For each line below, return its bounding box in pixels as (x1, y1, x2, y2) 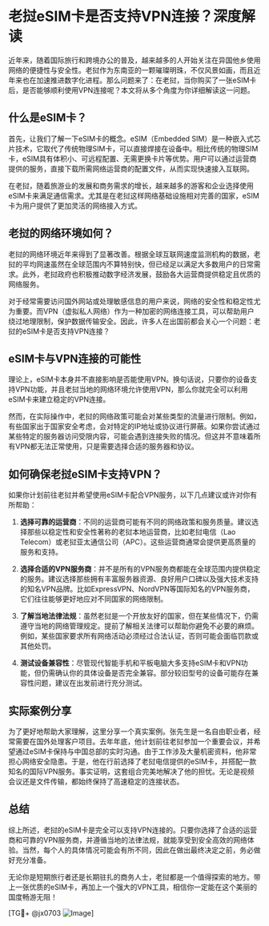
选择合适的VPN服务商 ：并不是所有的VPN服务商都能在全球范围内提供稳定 (19, 564, 261, 574)
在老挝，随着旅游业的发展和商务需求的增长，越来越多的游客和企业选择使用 (8, 181, 254, 190)
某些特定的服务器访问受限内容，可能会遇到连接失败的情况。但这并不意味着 (8, 431, 254, 441)
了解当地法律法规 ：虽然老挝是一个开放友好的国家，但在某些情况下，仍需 (19, 611, 259, 621)
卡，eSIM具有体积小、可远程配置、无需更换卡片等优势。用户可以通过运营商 (8, 154, 257, 163)
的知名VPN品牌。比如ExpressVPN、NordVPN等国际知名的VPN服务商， (19, 584, 255, 594)
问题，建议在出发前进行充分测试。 (34, 678, 147, 688)
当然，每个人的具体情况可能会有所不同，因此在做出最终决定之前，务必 (22, 845, 254, 855)
